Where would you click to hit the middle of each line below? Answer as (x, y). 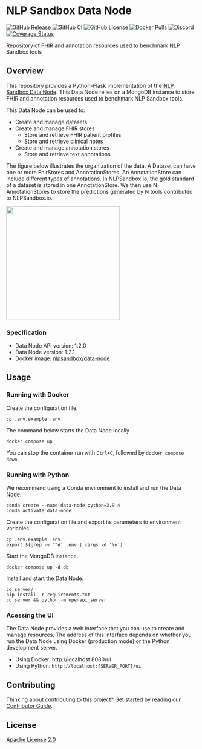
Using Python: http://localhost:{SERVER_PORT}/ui (78, 666)
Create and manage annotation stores (62, 147)
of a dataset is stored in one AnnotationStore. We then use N (82, 185)
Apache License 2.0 (31, 739)
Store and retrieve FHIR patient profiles (73, 134)
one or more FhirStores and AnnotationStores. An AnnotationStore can (94, 172)
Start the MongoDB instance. (42, 556)
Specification (26, 332)
